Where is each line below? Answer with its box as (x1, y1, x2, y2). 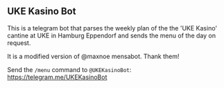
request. (7, 38, 31, 47)
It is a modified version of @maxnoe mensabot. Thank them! (7, 52, 180, 60)
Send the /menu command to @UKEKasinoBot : (7, 65, 132, 73)
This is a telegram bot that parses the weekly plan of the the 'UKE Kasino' (7, 24, 218, 32)
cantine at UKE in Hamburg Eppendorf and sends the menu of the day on (7, 31, 216, 39)
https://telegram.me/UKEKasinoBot (7, 73, 107, 81)
